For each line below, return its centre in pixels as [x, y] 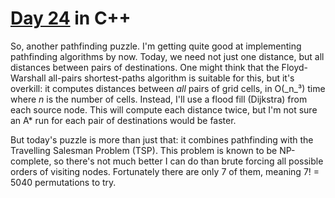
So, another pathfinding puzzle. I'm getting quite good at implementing [156, 46]
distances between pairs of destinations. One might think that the [145, 67]
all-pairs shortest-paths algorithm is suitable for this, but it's [171, 78]
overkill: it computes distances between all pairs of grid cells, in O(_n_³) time [168, 88]
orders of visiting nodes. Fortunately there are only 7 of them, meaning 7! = [165, 171]
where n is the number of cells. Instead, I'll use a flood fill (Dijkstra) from [159, 99]
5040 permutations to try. [63, 182]
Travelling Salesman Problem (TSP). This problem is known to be [144, 150]
